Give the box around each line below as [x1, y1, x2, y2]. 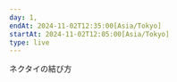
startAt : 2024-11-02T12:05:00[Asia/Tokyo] [9, 29, 170, 38]
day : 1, [9, 12, 38, 22]
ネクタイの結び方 [9, 63, 72, 74]
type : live [9, 37, 50, 47]
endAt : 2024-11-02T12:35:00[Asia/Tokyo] [9, 21, 163, 30]
